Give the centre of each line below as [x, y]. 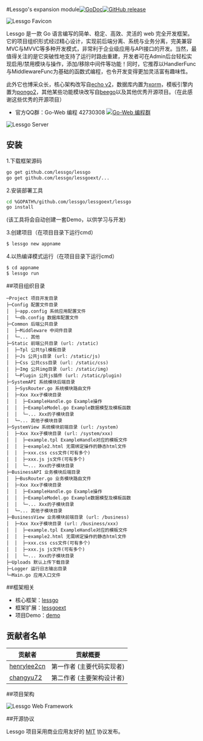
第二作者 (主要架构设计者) [88, 677]
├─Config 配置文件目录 [32, 305]
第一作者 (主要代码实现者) [88, 666]
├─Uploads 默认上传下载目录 [38, 562]
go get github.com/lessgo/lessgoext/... [58, 178]
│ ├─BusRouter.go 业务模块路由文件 [49, 479]
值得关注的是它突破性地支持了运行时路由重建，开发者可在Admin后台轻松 [97, 56]
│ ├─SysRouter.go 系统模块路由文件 [49, 388]
